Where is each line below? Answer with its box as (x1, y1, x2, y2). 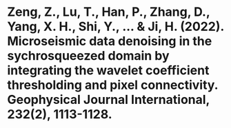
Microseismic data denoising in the (7, 34, 212, 49)
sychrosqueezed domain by (7, 48, 170, 64)
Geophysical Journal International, (7, 92, 210, 107)
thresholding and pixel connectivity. (7, 77, 219, 93)
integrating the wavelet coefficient (7, 63, 210, 78)
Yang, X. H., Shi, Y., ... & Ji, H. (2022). (7, 19, 224, 34)
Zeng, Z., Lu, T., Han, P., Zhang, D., (7, 4, 210, 20)
